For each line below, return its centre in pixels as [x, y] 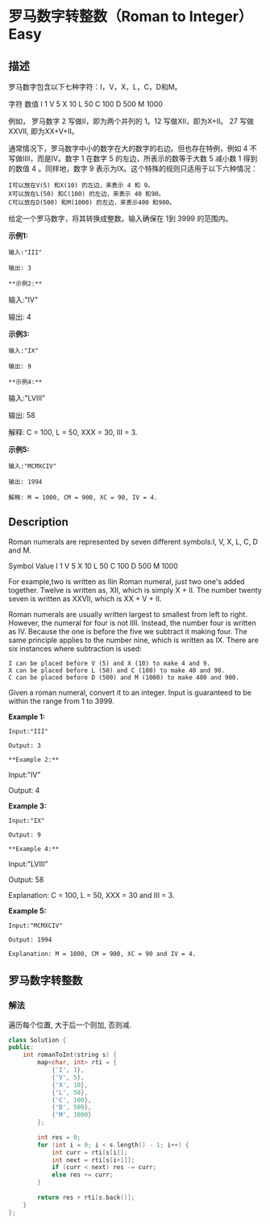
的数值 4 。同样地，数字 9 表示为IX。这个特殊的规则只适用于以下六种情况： [133, 169]
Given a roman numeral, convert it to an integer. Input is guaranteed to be [130, 692]
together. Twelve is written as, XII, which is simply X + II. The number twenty [135, 590]
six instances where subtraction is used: [75, 648]
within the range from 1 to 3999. [61, 701]
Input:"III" [28, 731]
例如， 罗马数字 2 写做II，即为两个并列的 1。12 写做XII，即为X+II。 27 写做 [131, 121]
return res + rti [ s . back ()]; [86, 1197]
